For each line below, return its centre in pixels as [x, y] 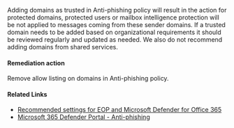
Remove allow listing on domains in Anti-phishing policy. [88, 79]
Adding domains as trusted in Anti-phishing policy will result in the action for [117, 10]
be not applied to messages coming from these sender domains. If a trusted [116, 25]
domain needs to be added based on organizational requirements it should [114, 32]
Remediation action [36, 63]
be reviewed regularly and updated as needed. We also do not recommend [115, 40]
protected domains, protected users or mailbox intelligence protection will [114, 17]
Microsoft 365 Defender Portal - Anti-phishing [83, 117]
